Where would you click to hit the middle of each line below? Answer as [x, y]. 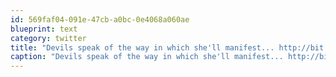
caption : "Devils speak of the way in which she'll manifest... [147, 57]
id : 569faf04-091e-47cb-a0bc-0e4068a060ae [100, 19]
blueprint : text [44, 29]
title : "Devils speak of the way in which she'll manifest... [142, 47]
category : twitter [48, 38]
